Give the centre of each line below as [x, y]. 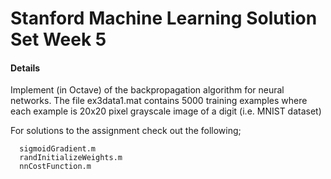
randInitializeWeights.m [71, 158]
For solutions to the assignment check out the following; [126, 131]
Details [25, 68]
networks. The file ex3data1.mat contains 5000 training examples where [159, 101]
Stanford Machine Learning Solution [164, 18]
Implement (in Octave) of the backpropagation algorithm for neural [147, 90]
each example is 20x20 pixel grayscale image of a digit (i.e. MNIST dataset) [166, 111]
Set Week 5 [58, 39]
